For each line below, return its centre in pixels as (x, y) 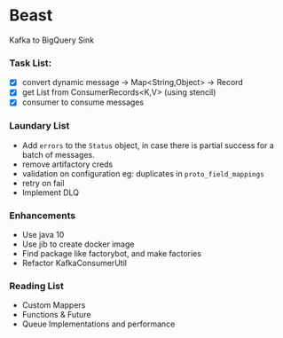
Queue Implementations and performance (98, 324)
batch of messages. (58, 154)
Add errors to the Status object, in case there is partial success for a (148, 145)
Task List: (31, 63)
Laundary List (39, 126)
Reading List (36, 286)
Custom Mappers (54, 305)
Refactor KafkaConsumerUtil (74, 263)
